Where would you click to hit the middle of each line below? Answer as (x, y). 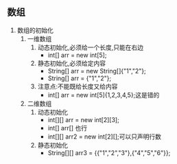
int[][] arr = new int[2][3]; (84, 119)
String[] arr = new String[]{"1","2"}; (97, 71)
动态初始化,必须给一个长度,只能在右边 (91, 47)
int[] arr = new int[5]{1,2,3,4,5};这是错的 (104, 95)
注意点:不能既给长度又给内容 (78, 86)
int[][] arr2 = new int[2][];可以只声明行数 (105, 137)
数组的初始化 (35, 30)
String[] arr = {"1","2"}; (80, 78)
